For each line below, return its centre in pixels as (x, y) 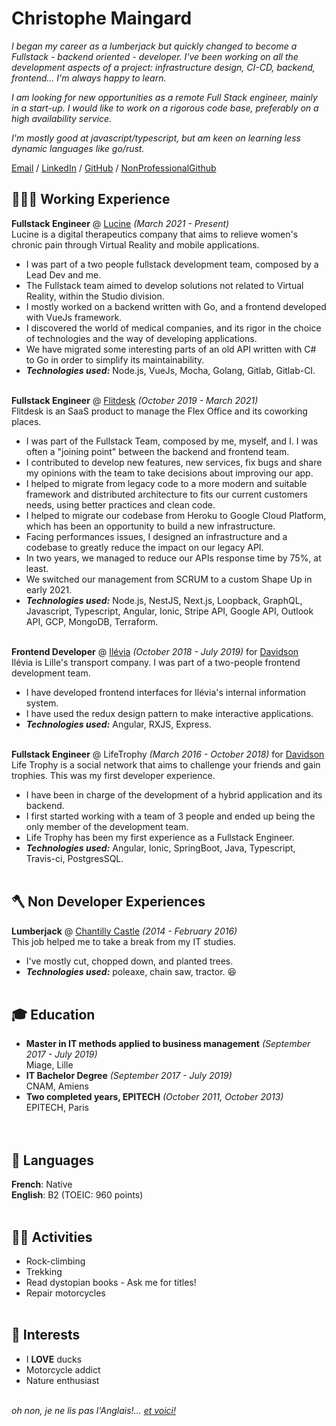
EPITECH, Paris (57, 1108)
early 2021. (49, 589)
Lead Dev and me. (63, 274)
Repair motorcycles (65, 1293)
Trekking (44, 1271)
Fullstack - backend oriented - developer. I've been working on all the (155, 56)
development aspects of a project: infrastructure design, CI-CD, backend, (163, 67)
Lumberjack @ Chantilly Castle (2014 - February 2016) (124, 931)
